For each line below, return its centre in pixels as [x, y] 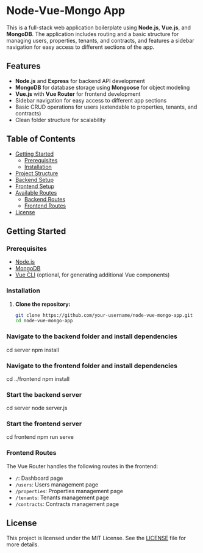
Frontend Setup [35, 186]
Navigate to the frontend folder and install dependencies [92, 366]
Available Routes [36, 192]
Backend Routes [45, 199]
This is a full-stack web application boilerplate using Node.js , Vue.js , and [98, 27]
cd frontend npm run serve [40, 437]
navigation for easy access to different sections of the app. [80, 47]
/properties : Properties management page [69, 491]
